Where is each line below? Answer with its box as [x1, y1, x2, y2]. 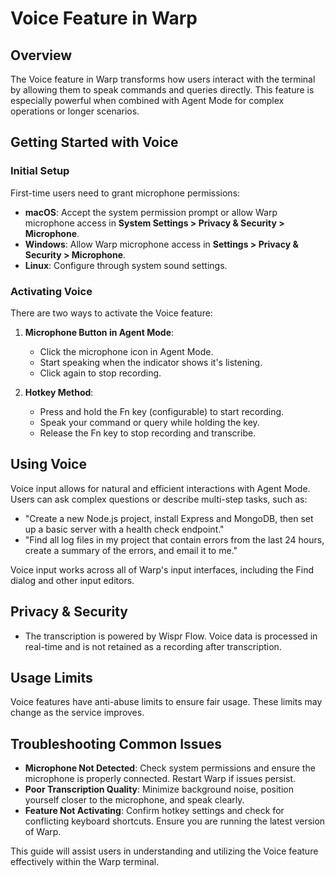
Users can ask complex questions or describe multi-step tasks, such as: [10, 493, 308, 505]
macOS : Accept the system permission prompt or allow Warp [24, 206, 278, 218]
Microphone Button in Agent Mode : [24, 326, 175, 338]
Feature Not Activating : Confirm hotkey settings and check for [24, 805, 285, 817]
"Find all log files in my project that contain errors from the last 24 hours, [24, 533, 325, 546]
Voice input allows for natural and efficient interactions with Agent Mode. [10, 482, 311, 494]
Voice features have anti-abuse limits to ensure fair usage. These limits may [10, 696, 323, 708]
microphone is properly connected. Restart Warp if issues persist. [24, 773, 297, 785]
